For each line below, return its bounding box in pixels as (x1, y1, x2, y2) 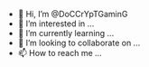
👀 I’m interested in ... (17, 18, 95, 29)
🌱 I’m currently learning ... (17, 28, 115, 38)
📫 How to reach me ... (17, 48, 102, 58)
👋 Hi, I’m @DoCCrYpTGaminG (17, 9, 128, 19)
